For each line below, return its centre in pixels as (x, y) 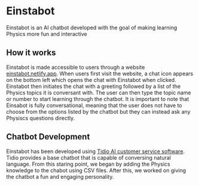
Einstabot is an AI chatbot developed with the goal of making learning (92, 28)
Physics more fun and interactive (47, 33)
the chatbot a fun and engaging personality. (60, 176)
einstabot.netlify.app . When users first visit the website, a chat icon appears (100, 74)
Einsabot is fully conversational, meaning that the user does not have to (94, 105)
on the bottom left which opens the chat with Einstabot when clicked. (91, 80)
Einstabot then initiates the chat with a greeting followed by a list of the (94, 86)
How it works (31, 53)
